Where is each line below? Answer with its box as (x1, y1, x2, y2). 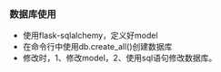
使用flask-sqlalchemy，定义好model (22, 30, 158, 41)
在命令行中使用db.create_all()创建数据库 (22, 41, 173, 52)
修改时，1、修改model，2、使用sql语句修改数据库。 (22, 52, 217, 64)
